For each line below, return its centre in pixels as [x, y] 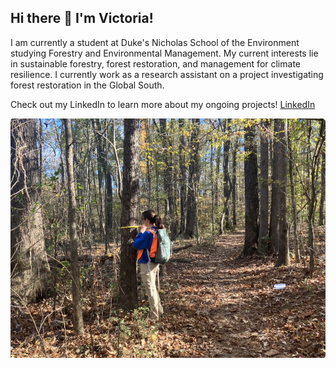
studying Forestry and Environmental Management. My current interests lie [164, 53]
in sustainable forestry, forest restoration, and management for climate [155, 63]
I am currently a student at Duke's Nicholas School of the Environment [155, 42]
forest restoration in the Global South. [87, 85]
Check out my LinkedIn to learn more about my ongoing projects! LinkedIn [163, 104]
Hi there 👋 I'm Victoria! [82, 18]
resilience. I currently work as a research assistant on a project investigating [167, 74]
